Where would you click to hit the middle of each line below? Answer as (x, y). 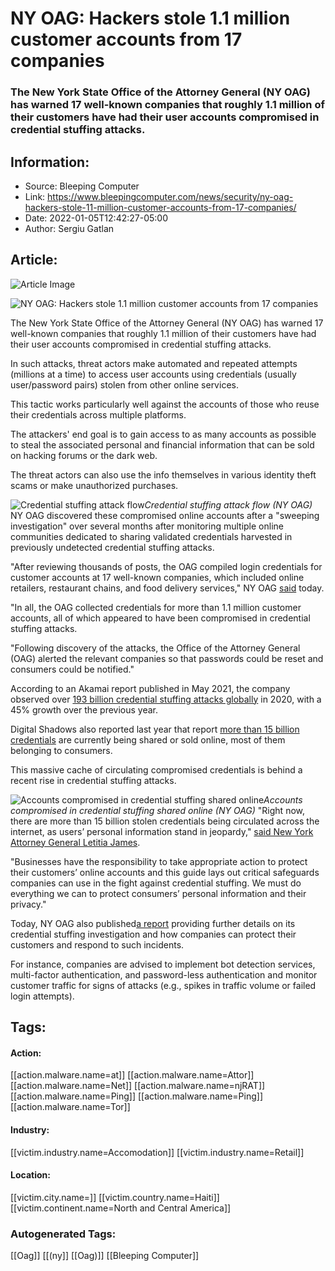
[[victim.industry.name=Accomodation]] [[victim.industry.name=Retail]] (157, 1152)
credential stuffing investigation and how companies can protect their (153, 934)
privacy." (28, 904)
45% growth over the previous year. (84, 709)
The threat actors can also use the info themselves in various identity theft (163, 474)
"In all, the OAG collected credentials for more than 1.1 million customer (156, 607)
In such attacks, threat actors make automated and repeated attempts (154, 363)
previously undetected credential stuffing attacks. (112, 547)
